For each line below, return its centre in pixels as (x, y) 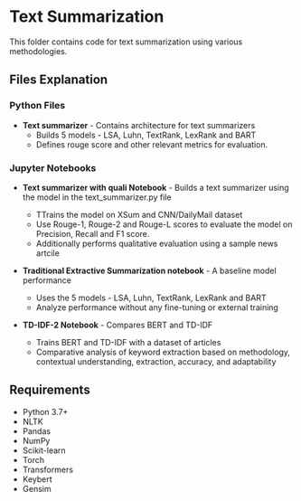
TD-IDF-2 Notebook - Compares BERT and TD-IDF (118, 325)
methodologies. (38, 51)
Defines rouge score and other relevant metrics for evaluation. (152, 144)
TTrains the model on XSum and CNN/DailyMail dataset (139, 214)
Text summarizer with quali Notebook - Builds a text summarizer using (155, 187)
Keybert (37, 479)
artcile (48, 253)
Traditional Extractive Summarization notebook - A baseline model (150, 270)
